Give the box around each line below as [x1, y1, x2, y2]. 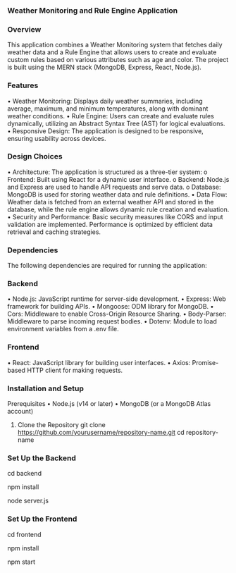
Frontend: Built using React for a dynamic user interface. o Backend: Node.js [7, 175, 230, 183]
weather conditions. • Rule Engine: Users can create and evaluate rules [7, 111, 215, 120]
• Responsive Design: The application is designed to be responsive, [7, 126, 204, 135]
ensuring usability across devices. [7, 134, 106, 142]
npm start [7, 557, 36, 566]
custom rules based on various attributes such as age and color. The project [7, 56, 229, 64]
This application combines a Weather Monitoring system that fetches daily [7, 41, 223, 49]
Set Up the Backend [7, 453, 76, 463]
